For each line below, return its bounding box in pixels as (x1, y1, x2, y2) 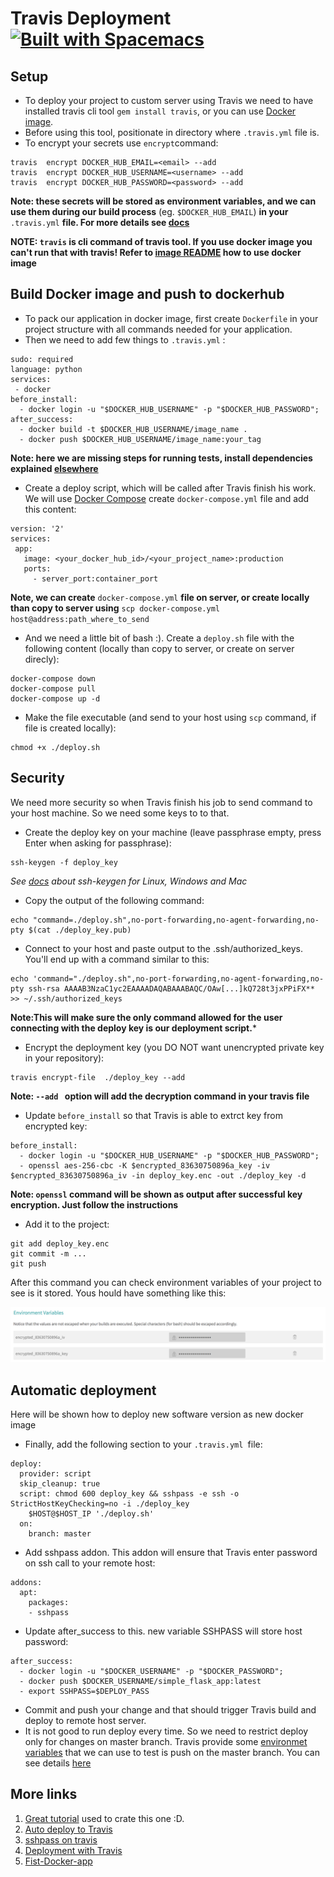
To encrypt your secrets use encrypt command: (24, 137, 219, 149)
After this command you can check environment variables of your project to (10, 1276, 322, 1288)
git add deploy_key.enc (10, 1238, 110, 1249)
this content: (24, 503, 77, 515)
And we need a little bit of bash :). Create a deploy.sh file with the (24, 632, 295, 644)
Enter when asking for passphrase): (24, 837, 172, 849)
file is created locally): (24, 722, 117, 734)
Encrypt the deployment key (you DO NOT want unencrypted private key (24, 1041, 325, 1053)
